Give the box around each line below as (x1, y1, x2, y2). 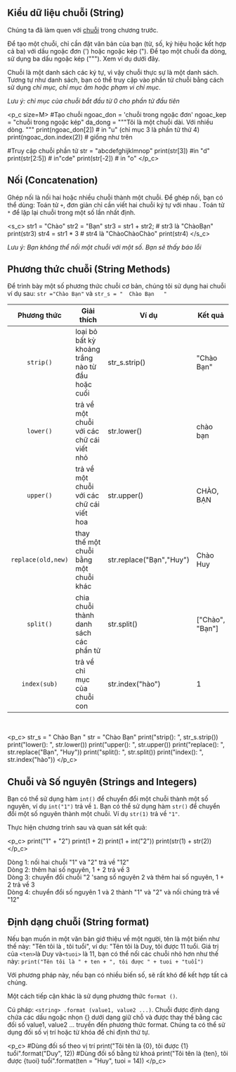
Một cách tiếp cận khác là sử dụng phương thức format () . (7, 992, 178, 1001)
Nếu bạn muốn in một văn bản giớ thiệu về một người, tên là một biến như (7, 935, 220, 943)
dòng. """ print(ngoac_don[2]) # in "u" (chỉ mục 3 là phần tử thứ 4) (7, 125, 200, 134)
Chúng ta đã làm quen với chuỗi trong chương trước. (7, 25, 159, 34)
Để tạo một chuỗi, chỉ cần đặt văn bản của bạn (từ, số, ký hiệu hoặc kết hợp (7, 39, 227, 48)
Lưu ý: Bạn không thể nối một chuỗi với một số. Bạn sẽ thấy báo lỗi (7, 242, 202, 251)
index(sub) (21, 680, 58, 688)
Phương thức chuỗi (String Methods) (7, 264, 171, 276)
